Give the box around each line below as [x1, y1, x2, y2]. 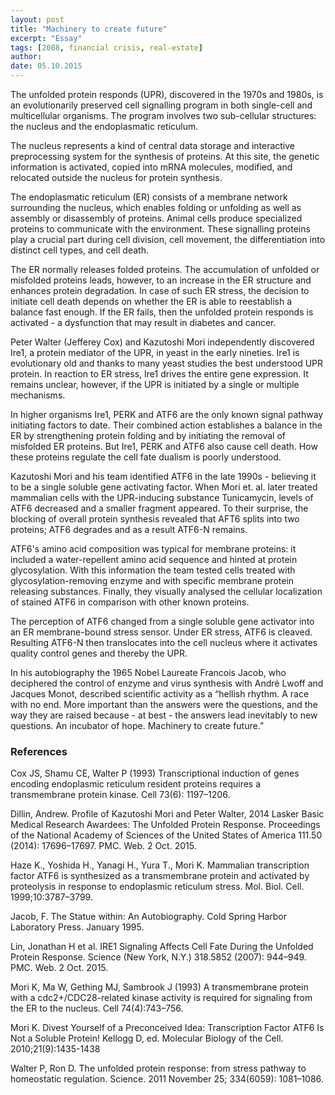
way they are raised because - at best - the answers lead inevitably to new [10, 709, 318, 721]
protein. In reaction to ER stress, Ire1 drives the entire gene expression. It [10, 368, 309, 380]
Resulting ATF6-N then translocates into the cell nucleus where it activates [10, 637, 318, 648]
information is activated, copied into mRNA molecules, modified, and [10, 161, 293, 173]
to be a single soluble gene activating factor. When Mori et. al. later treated [10, 481, 318, 493]
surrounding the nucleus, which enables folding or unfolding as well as [10, 202, 302, 213]
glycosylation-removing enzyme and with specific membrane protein [10, 575, 295, 586]
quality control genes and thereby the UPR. [10, 647, 188, 659]
